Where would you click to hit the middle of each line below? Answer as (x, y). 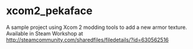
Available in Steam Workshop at (45, 33)
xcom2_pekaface (49, 11)
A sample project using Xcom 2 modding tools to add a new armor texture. (97, 27)
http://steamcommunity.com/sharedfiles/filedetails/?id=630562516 (88, 40)
